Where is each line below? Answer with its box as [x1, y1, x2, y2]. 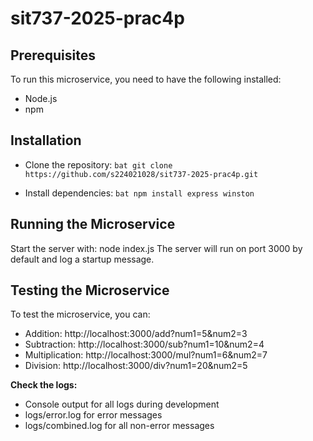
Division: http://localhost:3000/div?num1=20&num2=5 [24, 360, 248, 372]
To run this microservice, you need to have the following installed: [10, 73, 282, 85]
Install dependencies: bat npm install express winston [24, 187, 255, 199]
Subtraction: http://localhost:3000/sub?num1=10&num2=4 [24, 338, 265, 351]
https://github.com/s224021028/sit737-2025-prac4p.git [24, 169, 259, 179]
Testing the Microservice [10, 282, 170, 299]
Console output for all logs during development [24, 398, 220, 411]
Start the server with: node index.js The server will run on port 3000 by [10, 242, 303, 254]
